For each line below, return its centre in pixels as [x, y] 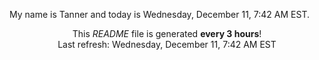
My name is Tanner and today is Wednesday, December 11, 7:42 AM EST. [160, 14]
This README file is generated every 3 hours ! [167, 33]
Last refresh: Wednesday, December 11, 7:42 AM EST [167, 44]
